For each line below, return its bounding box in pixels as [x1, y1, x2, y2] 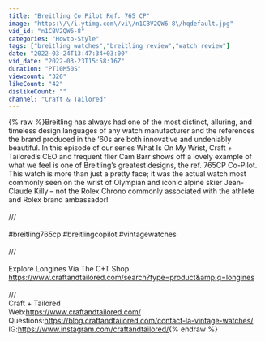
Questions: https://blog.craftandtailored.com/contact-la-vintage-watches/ [8, 316, 254, 326]
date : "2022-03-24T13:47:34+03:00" [8, 50, 129, 58]
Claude [8, 186, 32, 196]
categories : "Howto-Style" [8, 34, 100, 43]
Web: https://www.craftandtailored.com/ [8, 307, 142, 317]
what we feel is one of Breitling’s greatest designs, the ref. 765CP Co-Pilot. [8, 160, 258, 171]
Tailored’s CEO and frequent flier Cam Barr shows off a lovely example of [8, 152, 253, 162]
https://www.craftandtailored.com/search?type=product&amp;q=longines [8, 273, 255, 283]
